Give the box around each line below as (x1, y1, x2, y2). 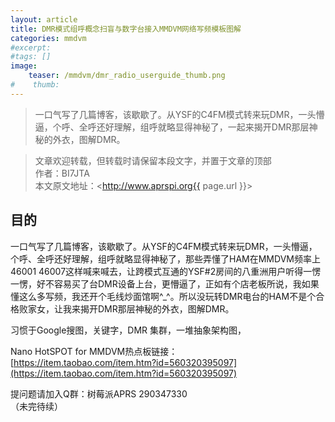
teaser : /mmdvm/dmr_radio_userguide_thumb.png (28, 71, 226, 81)
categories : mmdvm (10, 33, 87, 43)
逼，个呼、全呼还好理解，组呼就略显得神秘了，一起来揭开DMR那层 (34, 121, 310, 133)
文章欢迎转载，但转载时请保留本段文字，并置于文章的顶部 (34, 154, 272, 166)
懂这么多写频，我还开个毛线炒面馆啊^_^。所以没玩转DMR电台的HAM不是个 (10, 290, 317, 302)
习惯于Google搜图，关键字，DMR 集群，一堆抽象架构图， (10, 324, 247, 336)
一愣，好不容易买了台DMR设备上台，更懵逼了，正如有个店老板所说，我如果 (10, 277, 320, 290)
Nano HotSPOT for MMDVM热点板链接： (10, 345, 178, 357)
